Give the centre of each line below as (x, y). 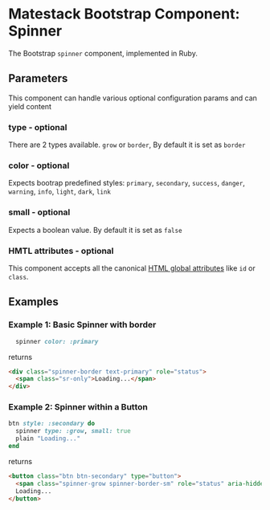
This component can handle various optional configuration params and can (133, 98)
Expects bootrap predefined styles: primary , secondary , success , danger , (127, 183)
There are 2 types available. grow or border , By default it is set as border (127, 145)
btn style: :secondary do (51, 424)
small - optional (39, 212)
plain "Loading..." (48, 439)
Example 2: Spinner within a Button (78, 407)
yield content (30, 106)
